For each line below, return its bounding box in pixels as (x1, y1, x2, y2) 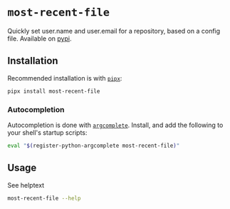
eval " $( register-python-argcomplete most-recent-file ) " (7, 142, 180, 149)
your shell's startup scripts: (7, 128, 88, 137)
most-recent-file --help (7, 195, 81, 202)
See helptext (7, 180, 45, 189)
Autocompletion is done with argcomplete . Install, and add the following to (7, 121, 224, 129)
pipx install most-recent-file (7, 88, 100, 95)
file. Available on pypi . (7, 34, 72, 43)
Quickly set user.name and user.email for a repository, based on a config (7, 26, 221, 35)
